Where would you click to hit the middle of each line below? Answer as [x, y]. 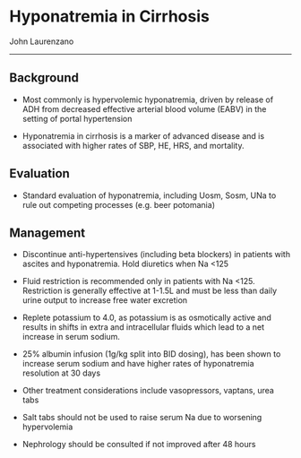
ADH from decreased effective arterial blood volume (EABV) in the [144, 108]
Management [47, 233]
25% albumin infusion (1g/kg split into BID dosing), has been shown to [151, 354]
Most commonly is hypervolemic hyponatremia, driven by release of [148, 99]
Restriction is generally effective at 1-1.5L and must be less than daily [150, 291]
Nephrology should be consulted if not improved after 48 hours [139, 445]
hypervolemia [47, 427]
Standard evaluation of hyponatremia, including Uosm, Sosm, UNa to [149, 195]
